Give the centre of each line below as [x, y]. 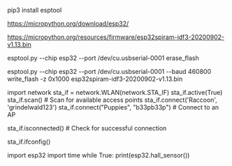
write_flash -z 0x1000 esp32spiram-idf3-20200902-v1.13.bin [95, 79]
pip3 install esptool [35, 10]
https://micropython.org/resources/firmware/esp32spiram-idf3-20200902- [116, 37]
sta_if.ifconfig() [29, 142]
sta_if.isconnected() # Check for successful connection [87, 128]
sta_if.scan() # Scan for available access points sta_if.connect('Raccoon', [113, 100]
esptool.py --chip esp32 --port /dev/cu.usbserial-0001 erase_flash [103, 58]
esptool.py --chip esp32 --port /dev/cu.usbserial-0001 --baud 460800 [109, 71]
